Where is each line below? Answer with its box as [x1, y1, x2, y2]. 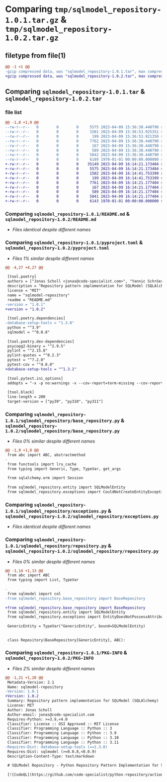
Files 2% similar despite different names [12, 665, 95, 672]
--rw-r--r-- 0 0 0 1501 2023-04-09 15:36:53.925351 [5, 129, 159, 135]
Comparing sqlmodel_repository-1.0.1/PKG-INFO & [5, 649, 128, 656]
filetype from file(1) [5, 51, 66, 60]
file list [5, 108, 22, 115]
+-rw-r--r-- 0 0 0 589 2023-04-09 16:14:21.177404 [5, 189, 159, 194]
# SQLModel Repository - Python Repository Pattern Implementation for [7, 763, 159, 768]
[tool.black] [7, 390, 35, 395]
